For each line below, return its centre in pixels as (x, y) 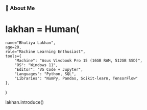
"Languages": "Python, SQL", (45, 74)
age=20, (14, 47)
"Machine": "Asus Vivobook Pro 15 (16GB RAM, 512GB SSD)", (79, 61)
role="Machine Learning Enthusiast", (45, 51)
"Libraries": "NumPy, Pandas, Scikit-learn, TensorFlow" (76, 78)
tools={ (14, 56)
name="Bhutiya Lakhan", (31, 43)
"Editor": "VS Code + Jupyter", (49, 69)
